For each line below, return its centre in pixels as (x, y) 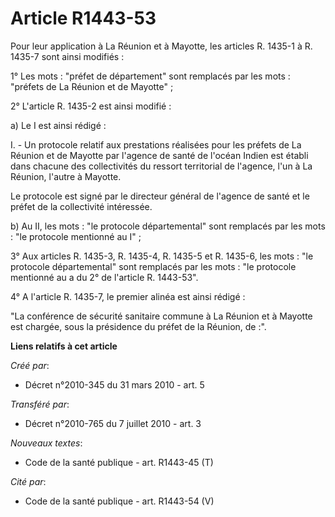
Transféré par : (40, 404)
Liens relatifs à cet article (64, 346)
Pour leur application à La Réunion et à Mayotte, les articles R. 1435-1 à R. (161, 46)
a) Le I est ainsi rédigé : (58, 125)
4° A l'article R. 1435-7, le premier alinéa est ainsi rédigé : (128, 296)
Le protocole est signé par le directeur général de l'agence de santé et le (160, 196)
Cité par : (28, 481)
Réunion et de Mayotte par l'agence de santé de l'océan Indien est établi (159, 155)
